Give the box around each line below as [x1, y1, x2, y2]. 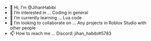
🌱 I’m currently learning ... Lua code [9, 15, 82, 20]
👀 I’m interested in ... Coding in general [9, 10, 88, 15]
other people [9, 25, 36, 31]
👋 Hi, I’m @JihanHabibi [9, 5, 56, 10]
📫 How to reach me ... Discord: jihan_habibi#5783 [9, 30, 112, 36]
